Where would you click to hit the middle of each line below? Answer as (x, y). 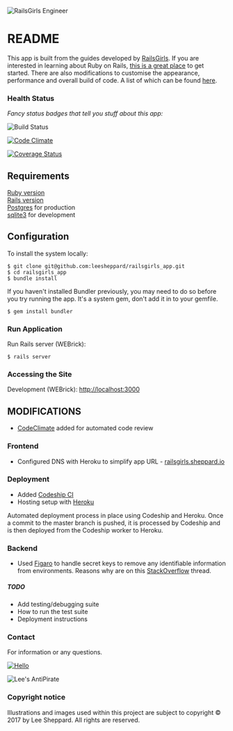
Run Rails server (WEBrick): (47, 344)
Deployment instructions (53, 619)
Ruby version (26, 193)
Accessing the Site (40, 375)
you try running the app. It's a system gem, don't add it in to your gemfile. (113, 299)
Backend (23, 548)
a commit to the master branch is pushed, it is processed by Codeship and (114, 523)
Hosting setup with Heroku (56, 502)
